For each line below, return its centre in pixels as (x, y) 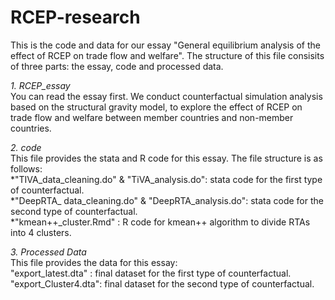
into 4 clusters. (41, 232)
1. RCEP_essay (40, 85)
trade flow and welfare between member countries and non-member (152, 117)
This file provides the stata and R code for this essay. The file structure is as (166, 158)
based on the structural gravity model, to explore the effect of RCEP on (156, 107)
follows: (26, 168)
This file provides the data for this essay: (94, 262)
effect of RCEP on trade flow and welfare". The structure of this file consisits (167, 55)
